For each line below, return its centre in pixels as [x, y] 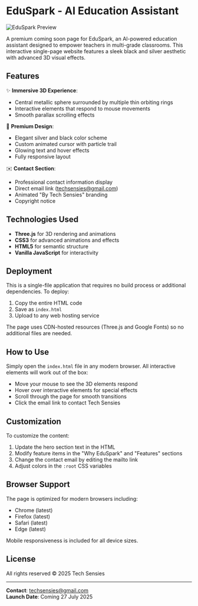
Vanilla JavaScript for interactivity [57, 252]
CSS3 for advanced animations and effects [67, 240]
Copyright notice [35, 201]
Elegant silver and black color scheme [61, 138]
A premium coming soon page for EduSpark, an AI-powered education [92, 38]
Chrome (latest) [34, 510]
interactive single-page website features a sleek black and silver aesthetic [96, 51]
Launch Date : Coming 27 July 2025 [49, 597]
